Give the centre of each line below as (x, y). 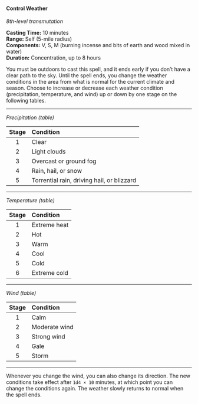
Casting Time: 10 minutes (37, 33)
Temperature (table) (30, 201)
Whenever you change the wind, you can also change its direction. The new (98, 376)
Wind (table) (21, 293)
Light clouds (49, 152)
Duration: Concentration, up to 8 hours (54, 58)
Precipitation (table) (30, 117)
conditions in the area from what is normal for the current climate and (90, 82)
